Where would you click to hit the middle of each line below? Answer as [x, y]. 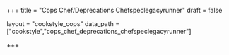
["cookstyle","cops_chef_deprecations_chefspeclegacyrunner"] [99, 31]
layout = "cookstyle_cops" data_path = [63, 24]
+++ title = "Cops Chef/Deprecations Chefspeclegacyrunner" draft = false [114, 10]
